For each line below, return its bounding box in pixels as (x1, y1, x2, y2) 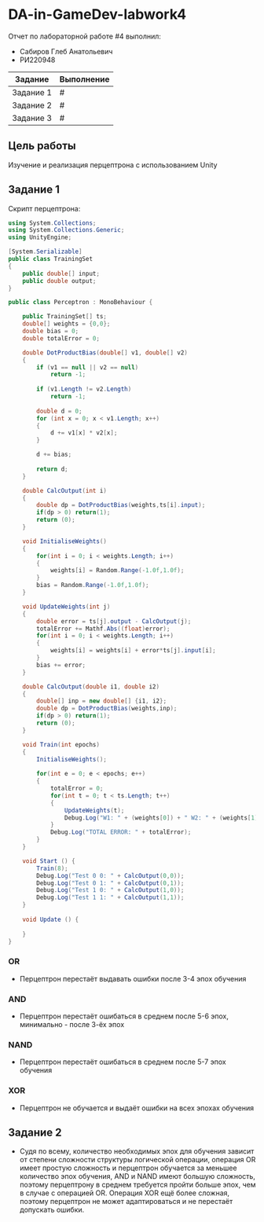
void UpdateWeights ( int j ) (22, 603, 111, 611)
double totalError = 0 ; (22, 334, 101, 343)
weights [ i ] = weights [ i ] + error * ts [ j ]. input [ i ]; (49, 647, 216, 655)
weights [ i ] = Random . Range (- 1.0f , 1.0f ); (49, 567, 185, 574)
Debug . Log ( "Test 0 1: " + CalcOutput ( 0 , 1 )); (36, 879, 185, 887)
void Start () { (22, 857, 76, 865)
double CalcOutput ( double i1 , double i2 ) (22, 682, 159, 691)
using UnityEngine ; (8, 233, 72, 241)
